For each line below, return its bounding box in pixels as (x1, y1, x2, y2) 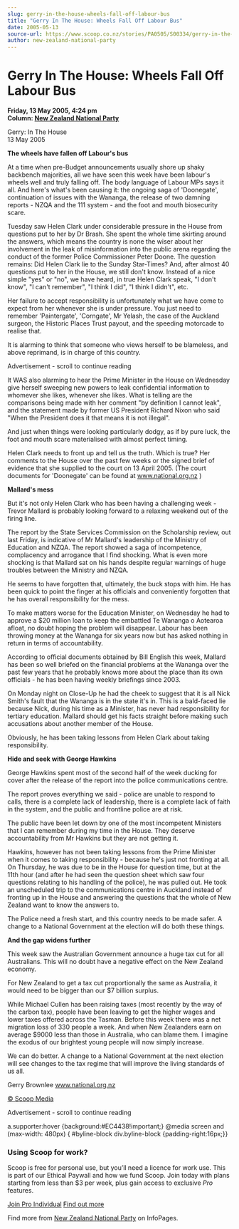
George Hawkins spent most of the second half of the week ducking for (7, 769, 218, 777)
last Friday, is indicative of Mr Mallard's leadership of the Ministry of (7, 536, 207, 544)
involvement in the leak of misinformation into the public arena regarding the (7, 245, 231, 254)
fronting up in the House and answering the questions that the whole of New (7, 893, 232, 902)
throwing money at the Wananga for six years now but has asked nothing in (7, 631, 228, 640)
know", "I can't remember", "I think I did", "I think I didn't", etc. (7, 283, 188, 291)
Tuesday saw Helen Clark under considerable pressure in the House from (7, 222, 223, 231)
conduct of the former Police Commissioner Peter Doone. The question (7, 252, 216, 261)
